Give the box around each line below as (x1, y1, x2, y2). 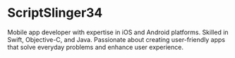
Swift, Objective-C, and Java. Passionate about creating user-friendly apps (7, 35, 226, 43)
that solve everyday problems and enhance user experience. (7, 43, 183, 51)
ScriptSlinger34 (7, 5, 103, 21)
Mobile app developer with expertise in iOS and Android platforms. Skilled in (7, 28, 229, 36)
